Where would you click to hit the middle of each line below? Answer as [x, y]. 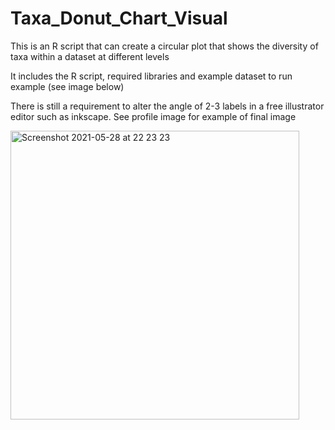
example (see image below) [67, 86]
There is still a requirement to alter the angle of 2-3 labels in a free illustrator [167, 106]
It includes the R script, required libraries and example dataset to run [151, 76]
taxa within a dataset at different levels [90, 56]
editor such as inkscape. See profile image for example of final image [153, 116]
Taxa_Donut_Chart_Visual [119, 18]
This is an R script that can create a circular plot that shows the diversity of [164, 46]
